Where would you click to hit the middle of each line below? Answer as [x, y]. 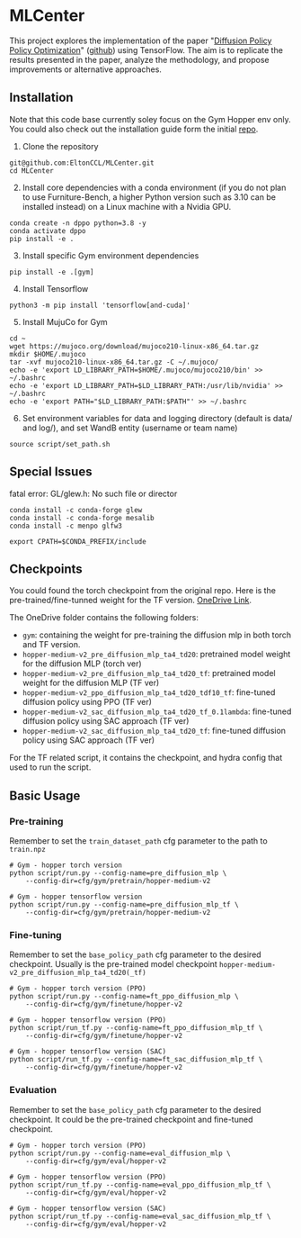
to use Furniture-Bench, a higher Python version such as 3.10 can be [149, 197]
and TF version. [51, 645]
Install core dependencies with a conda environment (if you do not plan [154, 187]
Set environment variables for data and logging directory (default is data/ [157, 418]
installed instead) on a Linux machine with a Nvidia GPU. [127, 206]
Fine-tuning [35, 935]
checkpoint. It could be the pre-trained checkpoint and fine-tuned [131, 1119]
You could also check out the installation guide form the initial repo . [134, 129]
